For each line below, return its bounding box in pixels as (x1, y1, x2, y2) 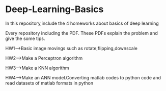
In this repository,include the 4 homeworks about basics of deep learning (5, 20, 159, 26)
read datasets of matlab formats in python (5, 80, 94, 86)
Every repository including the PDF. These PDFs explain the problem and (5, 30, 158, 36)
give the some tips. (5, 35, 45, 41)
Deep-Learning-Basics (5, 4, 104, 15)
